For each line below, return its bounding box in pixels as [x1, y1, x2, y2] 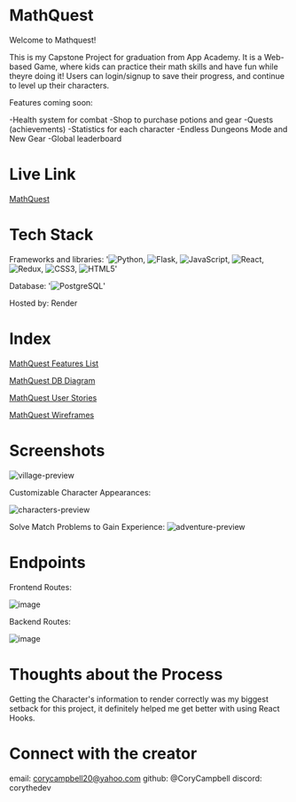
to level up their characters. [9, 80, 110, 90]
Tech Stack [9, 225, 94, 245]
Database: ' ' [9, 280, 106, 291]
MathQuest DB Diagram [9, 375, 96, 385]
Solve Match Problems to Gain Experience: [9, 521, 166, 532]
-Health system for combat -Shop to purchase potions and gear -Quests [9, 114, 274, 125]
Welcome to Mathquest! [9, 35, 97, 45]
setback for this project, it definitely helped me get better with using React [9, 703, 280, 713]
